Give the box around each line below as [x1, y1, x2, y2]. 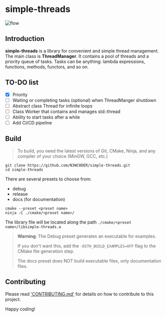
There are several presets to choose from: [5, 176, 92, 182]
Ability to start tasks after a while [12, 114, 80, 120]
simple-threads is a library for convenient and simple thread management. [5, 47, 159, 53]
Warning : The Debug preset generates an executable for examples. [17, 233, 157, 239]
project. [5, 296, 21, 302]
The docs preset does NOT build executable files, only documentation [17, 257, 162, 263]
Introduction [5, 34, 45, 43]
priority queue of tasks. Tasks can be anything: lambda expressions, [5, 58, 146, 64]
